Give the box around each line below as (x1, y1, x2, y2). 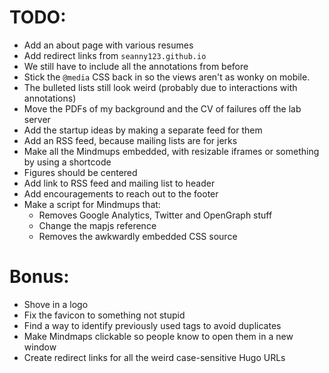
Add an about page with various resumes (23, 39, 194, 51)
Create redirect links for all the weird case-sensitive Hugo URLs (23, 351, 286, 363)
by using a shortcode (23, 156, 112, 168)
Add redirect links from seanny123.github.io (23, 49, 207, 61)
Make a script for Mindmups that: (23, 198, 161, 210)
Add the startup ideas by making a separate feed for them (23, 124, 263, 136)
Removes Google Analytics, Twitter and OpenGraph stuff (38, 209, 273, 221)
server (23, 113, 51, 125)
